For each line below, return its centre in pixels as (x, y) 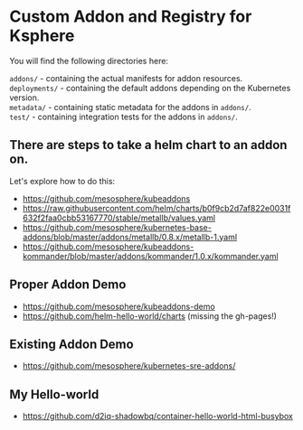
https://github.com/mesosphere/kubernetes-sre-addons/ (129, 366)
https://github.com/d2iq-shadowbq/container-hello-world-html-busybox (158, 416)
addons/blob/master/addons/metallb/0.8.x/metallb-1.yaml (130, 237)
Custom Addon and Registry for (131, 17)
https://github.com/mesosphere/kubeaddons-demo (118, 306)
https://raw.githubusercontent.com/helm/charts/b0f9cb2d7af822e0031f (156, 208)
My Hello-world (54, 394)
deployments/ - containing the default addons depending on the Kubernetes (150, 88)
